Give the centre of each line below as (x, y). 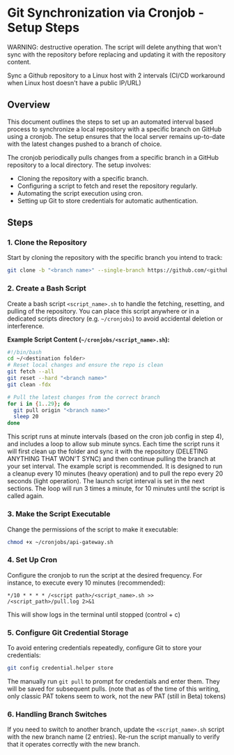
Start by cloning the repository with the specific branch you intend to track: (115, 258)
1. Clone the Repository (47, 242)
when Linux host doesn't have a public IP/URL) (74, 82)
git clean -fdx (29, 384)
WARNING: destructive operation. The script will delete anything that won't (114, 47)
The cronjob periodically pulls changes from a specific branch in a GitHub (113, 157)
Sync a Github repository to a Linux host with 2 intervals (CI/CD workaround (116, 75)
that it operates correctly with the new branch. (74, 745)
